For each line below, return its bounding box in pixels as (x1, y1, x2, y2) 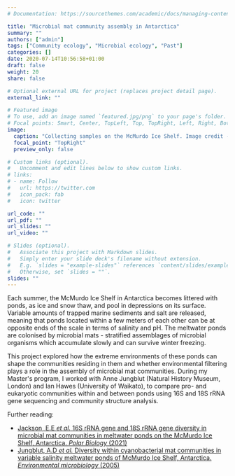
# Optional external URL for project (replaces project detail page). (7, 87, 218, 94)
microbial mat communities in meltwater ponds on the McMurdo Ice (17, 431, 213, 440)
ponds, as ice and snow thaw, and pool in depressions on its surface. (7, 302, 206, 310)
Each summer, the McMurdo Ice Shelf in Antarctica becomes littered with (7, 294, 218, 302)
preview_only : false (13, 146, 73, 153)
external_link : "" (7, 94, 61, 101)
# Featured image (7, 106, 58, 114)
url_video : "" (7, 230, 49, 237)
